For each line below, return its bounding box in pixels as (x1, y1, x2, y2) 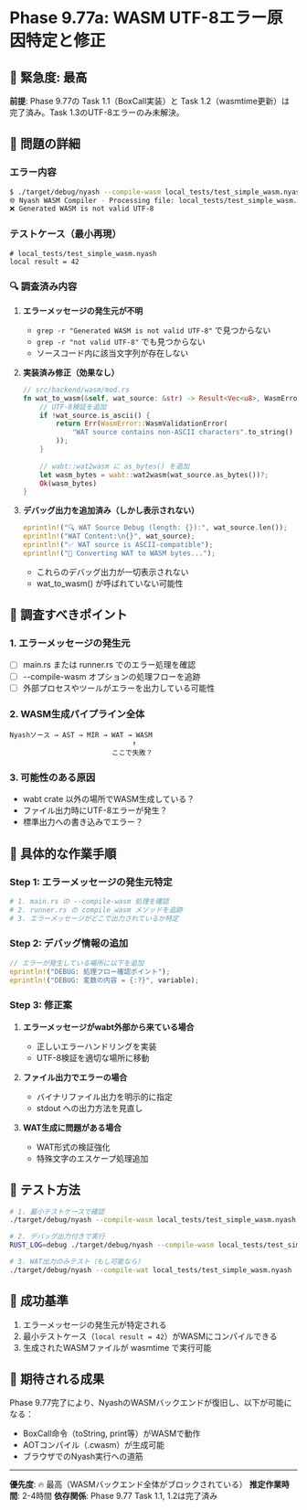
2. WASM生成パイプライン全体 (9, 707, 145, 720)
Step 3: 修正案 (9, 999, 73, 1012)
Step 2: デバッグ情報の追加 (9, 937, 129, 950)
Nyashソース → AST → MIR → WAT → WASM (9, 730, 153, 740)
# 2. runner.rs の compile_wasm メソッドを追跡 (9, 905, 183, 915)
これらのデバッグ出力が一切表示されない (36, 566, 189, 577)
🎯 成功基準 (9, 1293, 69, 1309)
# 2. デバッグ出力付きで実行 (9, 1232, 105, 1241)
